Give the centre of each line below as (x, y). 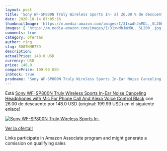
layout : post (19, 10)
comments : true (21, 33)
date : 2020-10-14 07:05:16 (33, 19)
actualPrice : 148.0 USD (30, 56)
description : (19, 51)
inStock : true (20, 75)
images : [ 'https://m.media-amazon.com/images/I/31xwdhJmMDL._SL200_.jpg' (84, 28)
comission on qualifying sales (36, 143)
